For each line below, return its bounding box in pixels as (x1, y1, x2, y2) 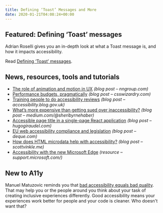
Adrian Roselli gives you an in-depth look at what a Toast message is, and (5, 43, 157, 50)
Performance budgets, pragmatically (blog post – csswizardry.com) (12, 91, 151, 97)
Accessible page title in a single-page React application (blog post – (12, 118, 152, 124)
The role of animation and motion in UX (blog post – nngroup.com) (12, 86, 149, 92)
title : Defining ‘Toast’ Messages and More (5, 7, 97, 12)
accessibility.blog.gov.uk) (12, 102, 65, 108)
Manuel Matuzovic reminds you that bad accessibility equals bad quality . (5, 182, 154, 188)
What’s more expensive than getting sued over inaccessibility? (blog (12, 107, 152, 113)
